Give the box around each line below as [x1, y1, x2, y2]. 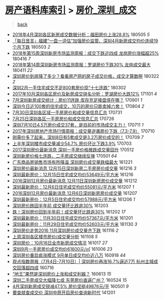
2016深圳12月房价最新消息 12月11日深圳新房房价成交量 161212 [12, 177, 138, 184]
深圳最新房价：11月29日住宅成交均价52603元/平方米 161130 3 [12, 221, 138, 227]
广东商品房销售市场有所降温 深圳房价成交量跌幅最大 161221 [12, 159, 133, 165]
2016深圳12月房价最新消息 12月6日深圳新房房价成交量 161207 [12, 190, 137, 196]
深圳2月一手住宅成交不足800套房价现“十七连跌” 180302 [12, 84, 126, 90]
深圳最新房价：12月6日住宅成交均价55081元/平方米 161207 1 [12, 184, 135, 190]
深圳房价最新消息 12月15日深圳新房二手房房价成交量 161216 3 [12, 165, 137, 171]
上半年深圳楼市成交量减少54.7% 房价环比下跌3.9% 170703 [12, 140, 132, 147]
